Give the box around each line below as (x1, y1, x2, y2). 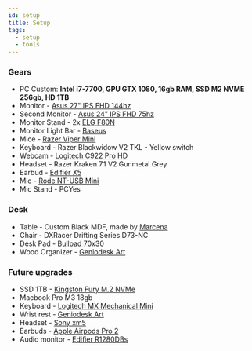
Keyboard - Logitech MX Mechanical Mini (19, 302, 154, 311)
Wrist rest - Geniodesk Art (19, 309, 104, 319)
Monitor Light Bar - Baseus (19, 126, 107, 136)
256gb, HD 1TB (19, 93, 70, 102)
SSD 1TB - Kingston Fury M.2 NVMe (19, 284, 135, 294)
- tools (15, 41, 41, 49)
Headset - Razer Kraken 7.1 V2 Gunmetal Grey (19, 159, 167, 169)
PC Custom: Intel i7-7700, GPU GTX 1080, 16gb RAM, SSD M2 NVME (19, 84, 245, 94)
